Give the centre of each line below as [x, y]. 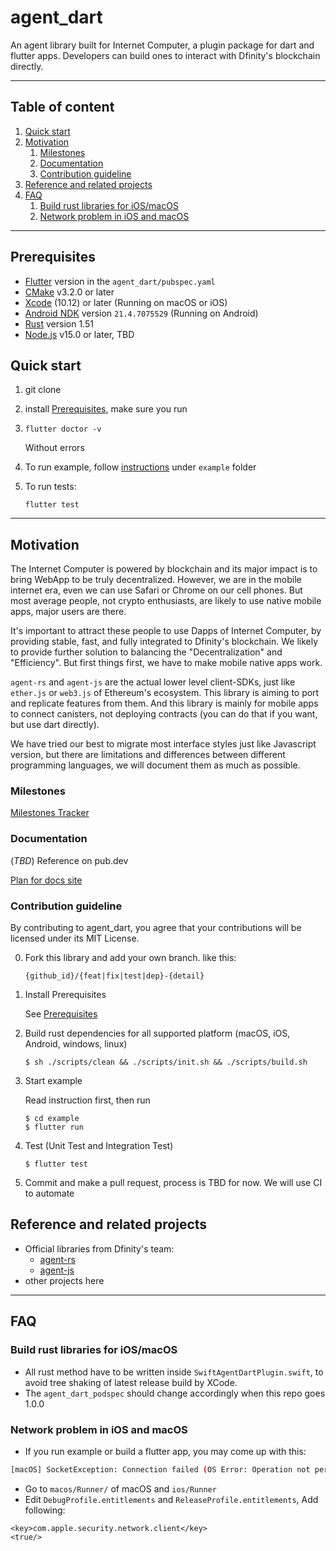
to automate [49, 1193]
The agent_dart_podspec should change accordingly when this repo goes [175, 1393]
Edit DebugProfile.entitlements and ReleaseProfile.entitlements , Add [171, 1499]
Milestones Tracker [50, 813]
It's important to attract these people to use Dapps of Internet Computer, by [166, 631]
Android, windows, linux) [76, 1044]
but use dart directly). [55, 725]
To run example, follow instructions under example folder [140, 467]
